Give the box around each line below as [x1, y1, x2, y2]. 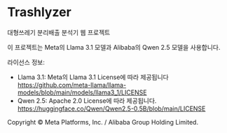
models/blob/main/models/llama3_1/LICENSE [17, 88, 147, 97]
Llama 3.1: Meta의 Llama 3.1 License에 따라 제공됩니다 [17, 73, 170, 81]
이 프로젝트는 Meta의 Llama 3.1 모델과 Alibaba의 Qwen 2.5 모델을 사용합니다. [7, 43, 221, 51]
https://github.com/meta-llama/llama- [17, 80, 127, 89]
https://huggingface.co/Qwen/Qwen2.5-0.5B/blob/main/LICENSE [17, 104, 206, 113]
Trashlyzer [7, 4, 71, 20]
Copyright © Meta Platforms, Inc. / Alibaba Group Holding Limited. [7, 118, 198, 126]
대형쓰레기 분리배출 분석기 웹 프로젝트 [7, 28, 111, 36]
